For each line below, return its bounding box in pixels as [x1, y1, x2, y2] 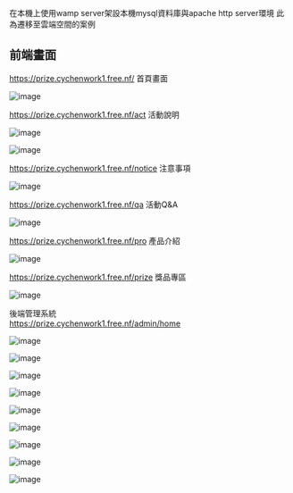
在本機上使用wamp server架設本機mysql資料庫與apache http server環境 [9, 8, 275, 18]
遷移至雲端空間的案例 [16, 19, 96, 29]
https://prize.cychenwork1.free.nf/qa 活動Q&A [9, 199, 179, 210]
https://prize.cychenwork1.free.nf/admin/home [9, 318, 181, 329]
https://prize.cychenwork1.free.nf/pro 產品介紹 [9, 235, 180, 246]
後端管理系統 [9, 307, 56, 319]
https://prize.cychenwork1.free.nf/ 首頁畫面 [9, 72, 168, 83]
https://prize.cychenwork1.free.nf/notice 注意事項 [9, 163, 191, 173]
